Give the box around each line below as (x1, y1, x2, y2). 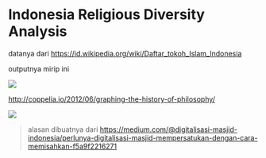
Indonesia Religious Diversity (8, 6, 205, 24)
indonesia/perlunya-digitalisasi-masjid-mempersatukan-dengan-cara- (27, 133, 258, 142)
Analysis (8, 22, 67, 40)
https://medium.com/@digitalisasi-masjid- (99, 125, 238, 134)
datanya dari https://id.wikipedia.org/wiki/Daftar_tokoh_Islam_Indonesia (8, 48, 242, 58)
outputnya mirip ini (8, 64, 70, 73)
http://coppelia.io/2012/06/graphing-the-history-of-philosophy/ (8, 94, 216, 104)
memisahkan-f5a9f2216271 (27, 141, 118, 151)
